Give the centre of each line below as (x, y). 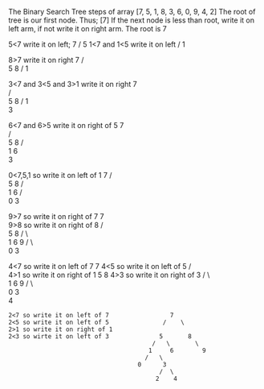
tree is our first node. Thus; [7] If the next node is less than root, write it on (132, 20)
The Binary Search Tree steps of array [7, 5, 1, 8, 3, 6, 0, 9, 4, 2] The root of (132, 12)
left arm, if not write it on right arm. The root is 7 (87, 29)
